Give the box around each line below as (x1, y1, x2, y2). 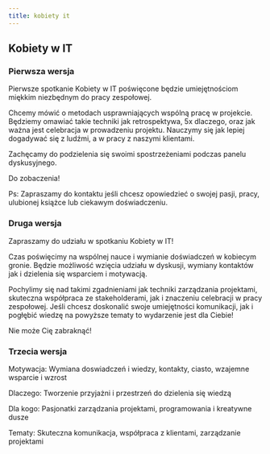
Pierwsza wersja (8, 65, 75, 76)
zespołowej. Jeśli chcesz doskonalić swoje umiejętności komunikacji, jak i (8, 301, 254, 311)
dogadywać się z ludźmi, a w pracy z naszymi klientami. (8, 134, 195, 143)
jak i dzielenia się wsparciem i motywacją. (8, 269, 147, 279)
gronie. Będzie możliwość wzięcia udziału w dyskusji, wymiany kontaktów (8, 260, 254, 270)
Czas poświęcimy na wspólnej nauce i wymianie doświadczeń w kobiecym (8, 251, 256, 262)
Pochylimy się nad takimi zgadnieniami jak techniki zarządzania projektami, (8, 284, 258, 294)
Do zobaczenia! (8, 174, 60, 184)
